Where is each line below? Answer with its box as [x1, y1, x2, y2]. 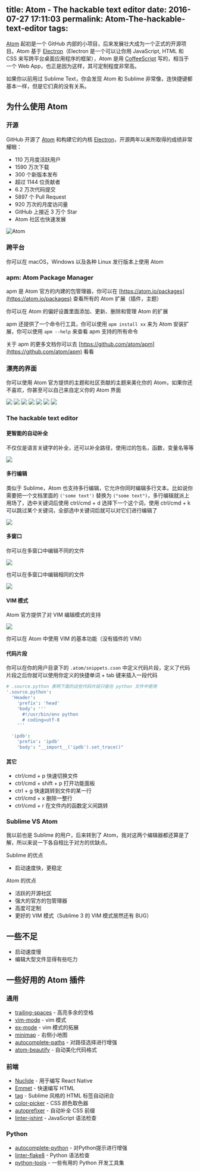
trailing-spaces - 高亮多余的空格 [14, 1009, 94, 1016]
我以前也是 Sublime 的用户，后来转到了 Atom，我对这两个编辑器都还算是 [6, 831, 185, 839]
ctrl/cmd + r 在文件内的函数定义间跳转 [14, 802, 108, 809]
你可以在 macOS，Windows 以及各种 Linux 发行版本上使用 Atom [6, 258, 164, 265]
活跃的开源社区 [14, 890, 52, 897]
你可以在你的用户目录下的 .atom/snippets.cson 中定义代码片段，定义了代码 [6, 664, 190, 672]
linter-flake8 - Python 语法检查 [14, 1151, 90, 1159]
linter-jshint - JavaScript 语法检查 [14, 1115, 97, 1122]
